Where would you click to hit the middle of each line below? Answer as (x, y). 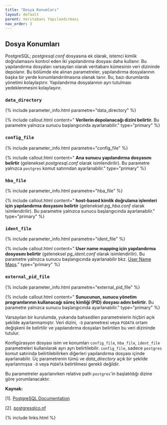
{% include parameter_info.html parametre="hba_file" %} (64, 191)
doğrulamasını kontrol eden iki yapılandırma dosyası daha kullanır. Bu (76, 61)
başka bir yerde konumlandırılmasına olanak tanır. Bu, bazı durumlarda (77, 77)
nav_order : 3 (19, 24)
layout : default (22, 14)
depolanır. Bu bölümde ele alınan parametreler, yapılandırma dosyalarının (80, 72)
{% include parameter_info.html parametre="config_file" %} (67, 148)
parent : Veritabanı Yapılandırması (42, 19)
